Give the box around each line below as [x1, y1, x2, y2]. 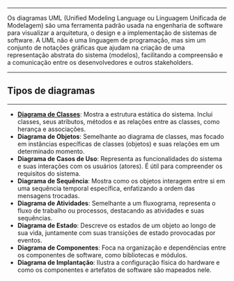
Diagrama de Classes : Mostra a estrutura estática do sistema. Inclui [17, 109, 213, 119]
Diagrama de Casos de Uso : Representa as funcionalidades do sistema [17, 154, 223, 162]
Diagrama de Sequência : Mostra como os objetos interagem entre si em [17, 176, 226, 185]
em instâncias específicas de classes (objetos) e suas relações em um [17, 139, 220, 148]
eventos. [17, 236, 42, 244]
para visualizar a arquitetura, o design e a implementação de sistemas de [7, 29, 217, 37]
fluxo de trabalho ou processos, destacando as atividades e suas [17, 206, 205, 215]
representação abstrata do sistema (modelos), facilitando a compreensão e [7, 51, 224, 59]
